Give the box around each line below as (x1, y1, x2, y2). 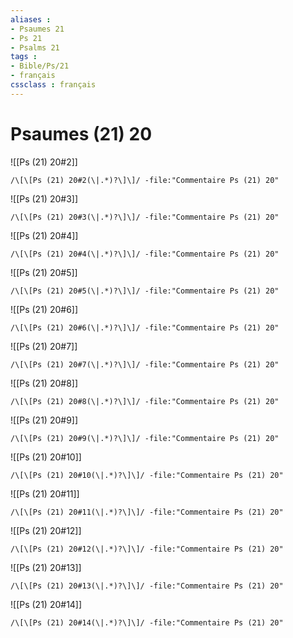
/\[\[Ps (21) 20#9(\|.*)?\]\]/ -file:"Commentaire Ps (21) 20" (10, 433, 280, 443)
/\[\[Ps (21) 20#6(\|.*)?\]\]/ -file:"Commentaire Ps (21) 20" (10, 322, 280, 333)
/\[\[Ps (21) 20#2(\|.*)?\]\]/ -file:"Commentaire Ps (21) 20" (10, 175, 280, 185)
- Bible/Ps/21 (10, 61, 70, 71)
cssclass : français (10, 80, 97, 90)
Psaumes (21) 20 (10, 122, 153, 145)
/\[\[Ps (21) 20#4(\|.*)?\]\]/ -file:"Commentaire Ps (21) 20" (10, 249, 280, 259)
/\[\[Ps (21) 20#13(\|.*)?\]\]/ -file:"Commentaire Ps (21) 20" (10, 581, 284, 591)
